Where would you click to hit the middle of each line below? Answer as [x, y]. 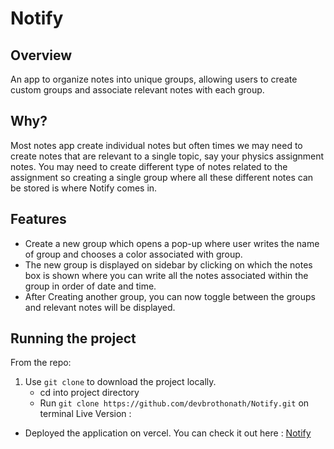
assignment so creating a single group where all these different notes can [162, 177]
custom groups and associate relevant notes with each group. [137, 90]
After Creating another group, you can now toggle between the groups [170, 296]
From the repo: [41, 363]
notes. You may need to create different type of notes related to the [149, 166]
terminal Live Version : [85, 414]
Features [38, 219]
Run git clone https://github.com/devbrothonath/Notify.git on [174, 403]
